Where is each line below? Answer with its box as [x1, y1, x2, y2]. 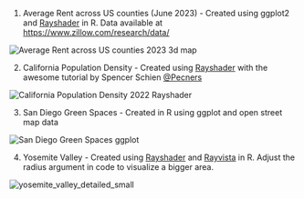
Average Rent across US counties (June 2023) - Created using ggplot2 [22, 8, 290, 18]
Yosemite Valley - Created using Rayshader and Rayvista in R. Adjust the [22, 152, 296, 163]
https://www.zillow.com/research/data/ [22, 27, 170, 37]
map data [22, 117, 59, 127]
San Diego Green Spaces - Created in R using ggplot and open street [22, 107, 283, 117]
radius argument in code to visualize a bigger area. [22, 162, 215, 172]
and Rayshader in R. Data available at [22, 17, 162, 28]
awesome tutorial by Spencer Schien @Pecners [22, 72, 203, 83]
